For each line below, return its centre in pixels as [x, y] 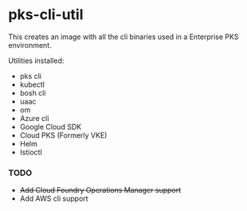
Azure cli [34, 118]
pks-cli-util [46, 15]
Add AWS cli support [54, 199]
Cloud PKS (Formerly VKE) [63, 135]
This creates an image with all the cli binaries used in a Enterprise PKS [123, 37]
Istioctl [31, 152]
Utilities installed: [36, 61]
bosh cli [33, 92]
